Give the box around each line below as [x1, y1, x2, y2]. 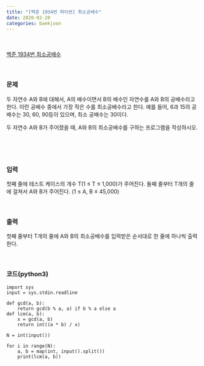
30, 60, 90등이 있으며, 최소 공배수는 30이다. [22, 110, 129, 118]
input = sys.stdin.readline [6, 289, 78, 296]
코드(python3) [6, 270, 49, 278]
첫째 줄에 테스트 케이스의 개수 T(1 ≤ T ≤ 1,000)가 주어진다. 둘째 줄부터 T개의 [6, 180, 188, 187]
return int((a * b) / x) [17, 321, 81, 328]
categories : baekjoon [6, 20, 62, 26]
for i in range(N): [6, 343, 56, 349]
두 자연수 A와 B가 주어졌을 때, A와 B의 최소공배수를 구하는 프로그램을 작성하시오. [6, 123, 199, 131]
